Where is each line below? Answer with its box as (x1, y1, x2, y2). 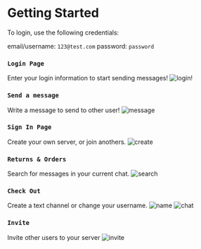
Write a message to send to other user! (7, 106, 120, 114)
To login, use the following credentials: (7, 28, 119, 37)
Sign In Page (7, 123, 52, 131)
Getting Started (7, 5, 100, 21)
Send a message (7, 92, 60, 99)
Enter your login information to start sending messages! (7, 74, 169, 83)
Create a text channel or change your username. (7, 201, 148, 209)
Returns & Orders (7, 155, 67, 163)
